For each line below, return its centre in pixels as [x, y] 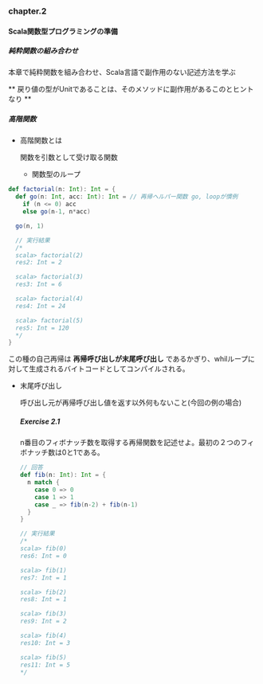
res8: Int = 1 [43, 600]
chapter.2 [27, 11]
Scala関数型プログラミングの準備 [63, 31]
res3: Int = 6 [39, 284]
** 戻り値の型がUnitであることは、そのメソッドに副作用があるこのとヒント [131, 89]
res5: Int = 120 [42, 328]
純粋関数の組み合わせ [43, 51]
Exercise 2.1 [40, 421]
